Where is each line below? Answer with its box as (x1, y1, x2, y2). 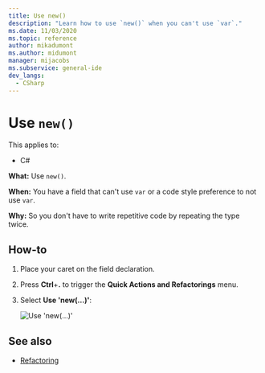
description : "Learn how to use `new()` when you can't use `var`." (8, 19, 243, 27)
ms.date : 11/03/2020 (8, 27, 78, 35)
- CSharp (15, 79, 45, 87)
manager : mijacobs (8, 57, 70, 65)
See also (8, 334, 52, 348)
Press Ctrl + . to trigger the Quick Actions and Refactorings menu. (19, 280, 238, 289)
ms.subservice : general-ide (8, 64, 103, 72)
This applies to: (8, 140, 59, 150)
